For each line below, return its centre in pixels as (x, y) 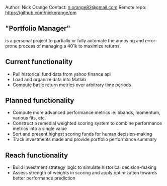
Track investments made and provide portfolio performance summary (85, 139)
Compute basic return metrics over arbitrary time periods (72, 85)
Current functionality (39, 62)
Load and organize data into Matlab (49, 79)
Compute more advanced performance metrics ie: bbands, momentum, (86, 112)
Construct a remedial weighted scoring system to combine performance (87, 123)
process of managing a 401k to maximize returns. (70, 46)
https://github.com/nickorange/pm (41, 13)
